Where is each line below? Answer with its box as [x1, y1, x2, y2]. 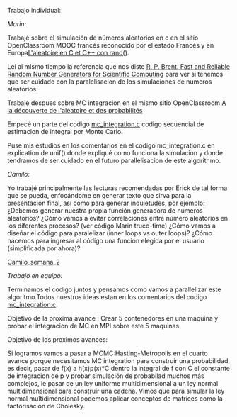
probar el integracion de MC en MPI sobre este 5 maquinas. [7, 322, 182, 330]
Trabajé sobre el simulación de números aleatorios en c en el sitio [7, 33, 199, 42]
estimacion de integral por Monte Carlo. [7, 128, 124, 135]
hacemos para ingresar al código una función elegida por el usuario [7, 237, 205, 245]
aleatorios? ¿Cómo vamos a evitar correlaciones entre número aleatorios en [7, 214, 229, 222]
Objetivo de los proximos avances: [7, 335, 108, 343]
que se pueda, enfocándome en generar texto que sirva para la [7, 191, 192, 199]
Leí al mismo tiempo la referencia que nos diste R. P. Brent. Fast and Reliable [7, 62, 231, 70]
